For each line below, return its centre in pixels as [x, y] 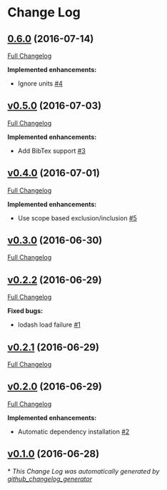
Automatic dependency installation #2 [74, 432]
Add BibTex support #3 [51, 150]
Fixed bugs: [25, 311]
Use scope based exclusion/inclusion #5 [77, 218]
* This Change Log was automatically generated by [83, 471]
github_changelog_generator [50, 479]
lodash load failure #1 [49, 325]
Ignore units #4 [40, 83]
